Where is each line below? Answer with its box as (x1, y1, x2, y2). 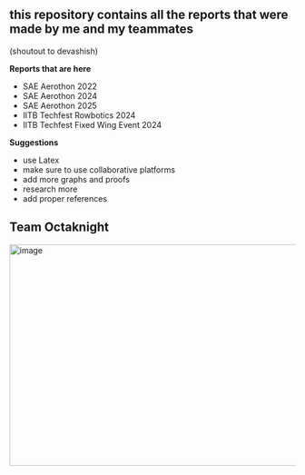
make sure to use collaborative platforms (22, 163, 175, 175)
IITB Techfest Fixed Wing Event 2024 (22, 119, 162, 130)
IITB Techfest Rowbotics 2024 (22, 109, 136, 121)
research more (22, 183, 78, 194)
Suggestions (9, 136, 59, 148)
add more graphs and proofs (22, 173, 130, 184)
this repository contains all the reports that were (9, 7, 289, 23)
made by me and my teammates (9, 22, 193, 37)
